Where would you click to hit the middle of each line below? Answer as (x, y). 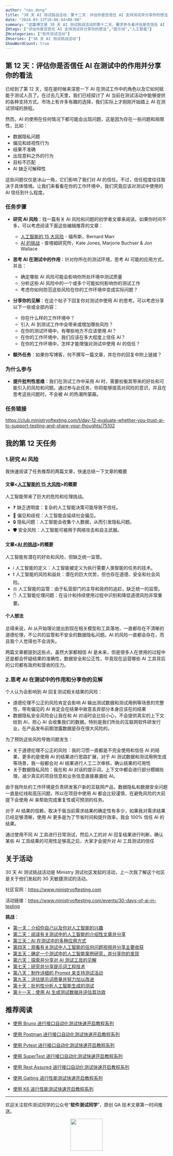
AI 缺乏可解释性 (29, 168)
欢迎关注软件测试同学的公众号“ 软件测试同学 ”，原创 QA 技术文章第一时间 (82, 1105)
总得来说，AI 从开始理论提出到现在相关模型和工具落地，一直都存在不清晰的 (85, 628)
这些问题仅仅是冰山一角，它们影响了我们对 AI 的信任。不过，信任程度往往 (83, 179)
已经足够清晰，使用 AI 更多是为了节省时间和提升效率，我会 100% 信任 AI (82, 817)
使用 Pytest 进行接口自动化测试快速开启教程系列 (64, 1045)
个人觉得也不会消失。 (37, 641)
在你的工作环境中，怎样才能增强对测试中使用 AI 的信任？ (80, 343)
